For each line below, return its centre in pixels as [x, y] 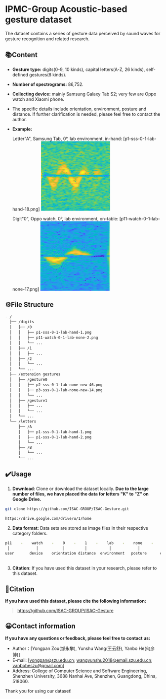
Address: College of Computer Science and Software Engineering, [80, 671]
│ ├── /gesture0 [29, 380]
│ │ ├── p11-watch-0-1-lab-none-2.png [54, 338]
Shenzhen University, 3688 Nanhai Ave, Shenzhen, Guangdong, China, [84, 676]
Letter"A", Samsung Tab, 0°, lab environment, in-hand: [67, 139]
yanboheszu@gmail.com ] [38, 665]
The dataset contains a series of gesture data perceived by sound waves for [83, 33]
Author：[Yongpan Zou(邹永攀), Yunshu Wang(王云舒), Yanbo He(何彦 [83, 648]
